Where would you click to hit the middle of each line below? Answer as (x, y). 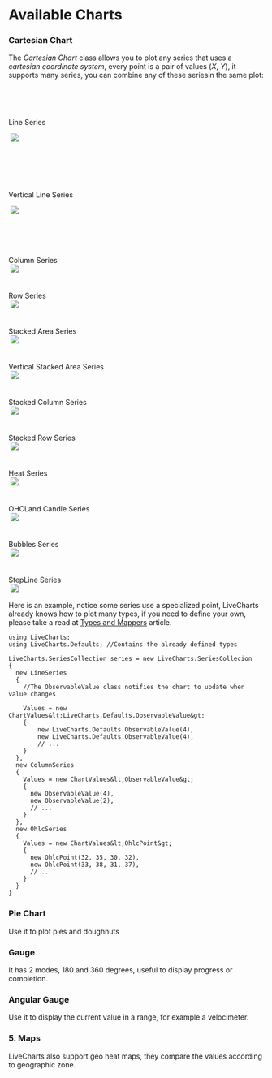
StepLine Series (35, 580)
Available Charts (65, 15)
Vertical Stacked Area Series (56, 367)
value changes (32, 694)
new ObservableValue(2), (72, 801)
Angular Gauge (39, 1000)
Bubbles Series (34, 545)
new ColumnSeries (45, 765)
